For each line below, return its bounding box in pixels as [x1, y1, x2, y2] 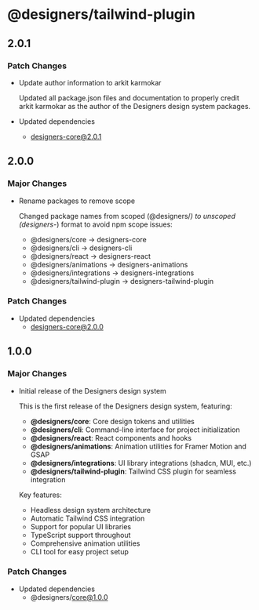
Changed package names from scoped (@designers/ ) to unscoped [18, 211, 236, 220]
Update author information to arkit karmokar [18, 78, 162, 87]
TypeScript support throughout [30, 530, 131, 539]
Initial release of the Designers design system [18, 386, 166, 395]
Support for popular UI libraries [30, 521, 132, 531]
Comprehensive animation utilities [30, 539, 140, 548]
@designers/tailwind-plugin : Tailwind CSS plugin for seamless [30, 467, 237, 476]
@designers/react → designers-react [30, 251, 151, 260]
